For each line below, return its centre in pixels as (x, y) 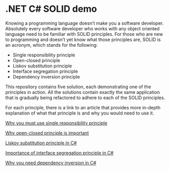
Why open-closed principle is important (47, 133)
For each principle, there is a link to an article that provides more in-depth (83, 107)
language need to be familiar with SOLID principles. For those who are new (84, 34)
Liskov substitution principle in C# (41, 143)
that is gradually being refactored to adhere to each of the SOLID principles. (85, 98)
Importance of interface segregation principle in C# (59, 153)
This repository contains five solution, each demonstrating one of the (78, 87)
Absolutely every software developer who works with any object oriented (82, 28)
